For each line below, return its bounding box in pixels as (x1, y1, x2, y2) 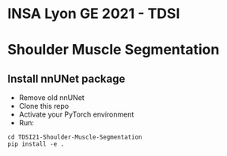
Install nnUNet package (7, 72, 126, 85)
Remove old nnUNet (18, 93, 85, 102)
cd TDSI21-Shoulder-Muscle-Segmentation (7, 133, 143, 142)
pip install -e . (7, 140, 65, 148)
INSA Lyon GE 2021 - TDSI (7, 5, 180, 23)
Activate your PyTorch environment (18, 110, 134, 119)
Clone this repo (18, 102, 69, 111)
